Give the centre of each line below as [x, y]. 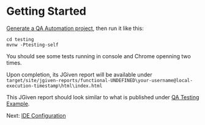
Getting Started [47, 11]
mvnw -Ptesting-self [33, 45]
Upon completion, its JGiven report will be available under [79, 74]
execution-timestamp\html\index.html [54, 86]
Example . [18, 104]
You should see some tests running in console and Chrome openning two [99, 56]
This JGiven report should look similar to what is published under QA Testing [103, 97]
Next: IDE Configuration [36, 115]
